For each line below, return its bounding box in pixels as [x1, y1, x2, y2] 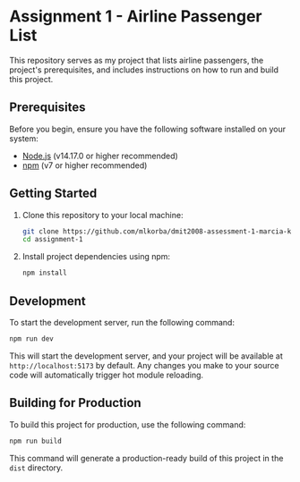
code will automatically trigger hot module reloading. [9, 369, 204, 380]
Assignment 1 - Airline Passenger [9, 6, 262, 27]
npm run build [9, 436, 63, 445]
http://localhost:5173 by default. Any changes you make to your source [9, 359, 279, 370]
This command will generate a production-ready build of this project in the [9, 452, 284, 463]
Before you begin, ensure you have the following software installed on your [9, 123, 287, 134]
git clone [21, 226, 60, 236]
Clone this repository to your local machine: [21, 209, 184, 220]
